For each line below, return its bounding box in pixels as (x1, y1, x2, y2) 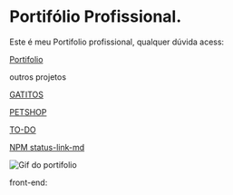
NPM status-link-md (9, 141, 85, 152)
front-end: (9, 177, 48, 188)
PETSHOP (9, 106, 47, 117)
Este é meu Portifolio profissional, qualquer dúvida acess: (9, 36, 225, 47)
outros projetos (9, 71, 66, 83)
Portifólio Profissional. (9, 6, 182, 27)
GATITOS (9, 89, 44, 100)
